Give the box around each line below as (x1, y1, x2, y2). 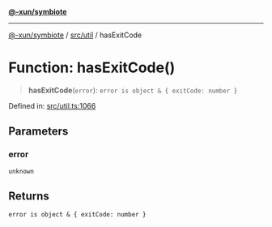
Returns (8, 190, 50, 203)
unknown (8, 167, 35, 175)
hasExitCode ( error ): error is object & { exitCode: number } (28, 85, 238, 95)
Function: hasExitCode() (8, 58, 176, 77)
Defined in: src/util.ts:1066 (8, 101, 96, 110)
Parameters (8, 125, 69, 139)
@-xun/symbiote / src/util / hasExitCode (8, 30, 142, 40)
